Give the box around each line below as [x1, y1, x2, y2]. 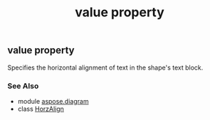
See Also [7, 81, 39, 91]
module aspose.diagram [17, 97, 89, 105]
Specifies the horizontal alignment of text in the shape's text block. [7, 63, 204, 72]
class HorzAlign [17, 104, 64, 113]
